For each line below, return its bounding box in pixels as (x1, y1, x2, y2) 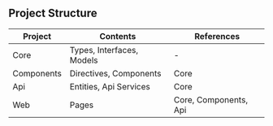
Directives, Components (69, 67, 162, 79)
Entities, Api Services (69, 80, 150, 92)
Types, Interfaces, (69, 44, 139, 55)
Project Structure (8, 7, 97, 20)
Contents (99, 30, 136, 41)
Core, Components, (173, 93, 249, 105)
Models (69, 54, 98, 66)
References (194, 30, 240, 41)
